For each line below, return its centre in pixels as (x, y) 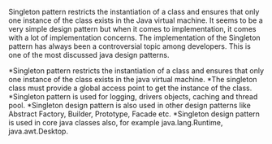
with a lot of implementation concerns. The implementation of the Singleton (135, 37)
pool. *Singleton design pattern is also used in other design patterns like (130, 105)
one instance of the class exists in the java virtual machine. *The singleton (133, 79)
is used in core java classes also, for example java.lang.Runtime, (116, 122)
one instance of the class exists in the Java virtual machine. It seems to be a (136, 20)
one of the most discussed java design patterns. (89, 55)
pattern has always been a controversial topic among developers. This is (130, 46)
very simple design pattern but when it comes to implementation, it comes (132, 29)
